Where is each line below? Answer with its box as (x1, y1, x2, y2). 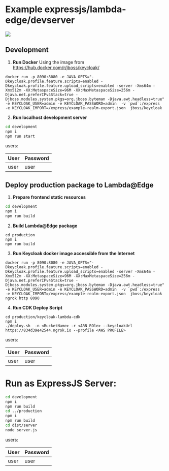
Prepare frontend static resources (12, 194, 86, 200)
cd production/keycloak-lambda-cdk (5, 314, 81, 320)
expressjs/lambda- (44, 4, 126, 15)
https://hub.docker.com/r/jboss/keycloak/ (12, 65, 100, 71)
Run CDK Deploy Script (12, 304, 62, 310)
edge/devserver (5, 14, 75, 26)
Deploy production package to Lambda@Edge (5, 180, 154, 189)
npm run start (5, 134, 36, 139)
